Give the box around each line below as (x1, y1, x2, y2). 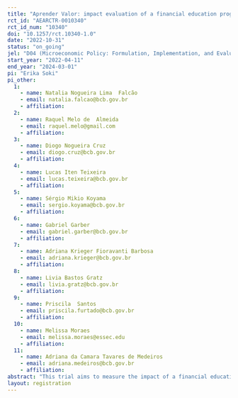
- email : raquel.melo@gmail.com (20, 122, 115, 130)
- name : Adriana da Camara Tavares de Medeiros (20, 353, 163, 360)
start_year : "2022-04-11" (7, 57, 84, 64)
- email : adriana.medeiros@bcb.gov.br (20, 360, 135, 367)
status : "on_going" (7, 43, 65, 50)
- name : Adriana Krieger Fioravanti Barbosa (20, 248, 154, 255)
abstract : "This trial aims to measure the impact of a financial (7, 373, 208, 380)
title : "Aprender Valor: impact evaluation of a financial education (7, 10, 217, 18)
